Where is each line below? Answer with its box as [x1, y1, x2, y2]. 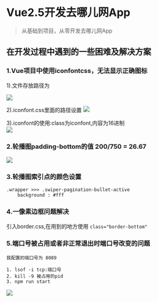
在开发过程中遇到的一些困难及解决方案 [6, 47, 151, 57]
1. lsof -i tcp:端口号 [6, 266, 62, 273]
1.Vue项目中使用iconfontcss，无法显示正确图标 [6, 67, 148, 75]
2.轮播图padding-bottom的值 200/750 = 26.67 [6, 142, 147, 151]
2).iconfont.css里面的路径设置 [6, 106, 82, 113]
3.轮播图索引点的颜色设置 [6, 172, 81, 181]
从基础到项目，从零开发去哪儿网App [21, 27, 113, 34]
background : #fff [17, 192, 64, 198]
